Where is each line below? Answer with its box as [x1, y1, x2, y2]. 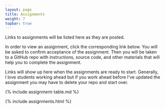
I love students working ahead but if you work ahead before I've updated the [5, 74, 161, 80]
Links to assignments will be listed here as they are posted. [5, 34, 125, 40]
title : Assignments [5, 12, 45, 17]
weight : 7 [5, 16, 26, 21]
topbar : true [5, 21, 32, 26]
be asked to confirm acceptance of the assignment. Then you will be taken [5, 49, 157, 55]
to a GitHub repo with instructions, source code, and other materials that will [5, 54, 160, 60]
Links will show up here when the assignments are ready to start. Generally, [5, 69, 159, 75]
